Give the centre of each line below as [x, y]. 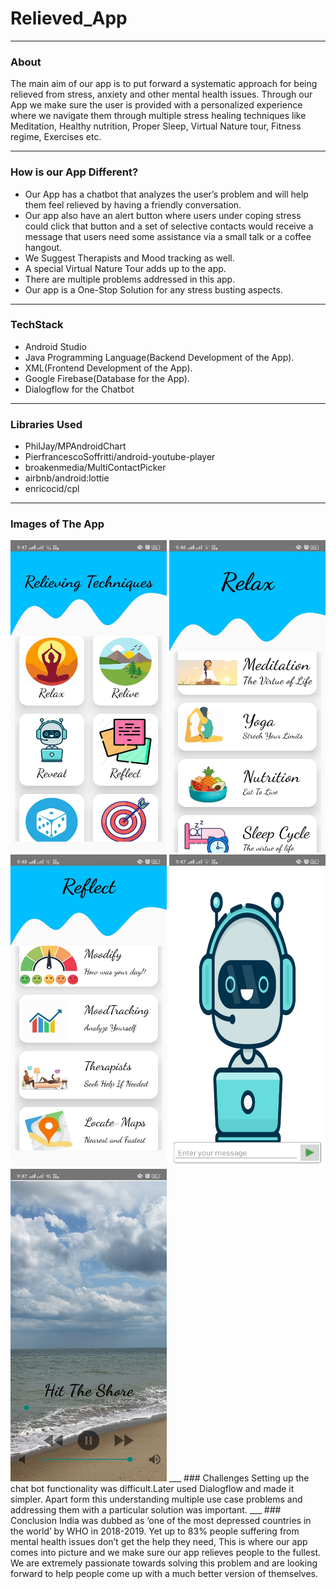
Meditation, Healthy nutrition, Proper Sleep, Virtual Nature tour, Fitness [156, 126]
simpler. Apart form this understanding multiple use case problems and [156, 1499]
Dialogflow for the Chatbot [79, 389]
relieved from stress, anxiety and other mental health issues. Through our [161, 94]
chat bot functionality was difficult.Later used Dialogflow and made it [152, 1489]
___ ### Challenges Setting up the [239, 1478]
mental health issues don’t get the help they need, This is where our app [159, 1542]
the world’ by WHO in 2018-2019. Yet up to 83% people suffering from [155, 1531]
